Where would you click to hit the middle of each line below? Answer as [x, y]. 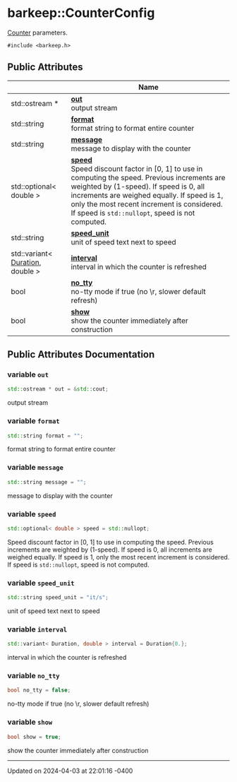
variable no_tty [34, 676]
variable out [28, 374]
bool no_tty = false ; [39, 690]
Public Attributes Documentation [81, 355]
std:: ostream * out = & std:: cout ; [58, 389]
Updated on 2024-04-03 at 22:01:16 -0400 [70, 771]
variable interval [37, 629]
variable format [34, 421]
